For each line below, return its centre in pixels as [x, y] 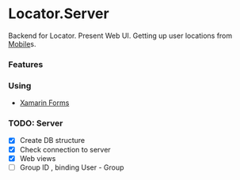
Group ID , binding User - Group [72, 167]
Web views [38, 158]
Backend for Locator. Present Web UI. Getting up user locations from [120, 36]
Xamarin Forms [44, 103]
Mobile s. [22, 43]
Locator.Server [59, 14]
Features [26, 64]
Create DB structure [52, 141]
